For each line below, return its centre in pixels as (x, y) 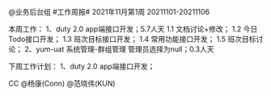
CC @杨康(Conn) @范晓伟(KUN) (62, 83)
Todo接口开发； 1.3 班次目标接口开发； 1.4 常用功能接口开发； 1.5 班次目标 (132, 39)
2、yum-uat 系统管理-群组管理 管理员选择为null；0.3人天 (119, 49)
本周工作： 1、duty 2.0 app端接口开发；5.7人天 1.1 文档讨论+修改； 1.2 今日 (133, 29)
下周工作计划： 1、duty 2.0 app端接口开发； (82, 66)
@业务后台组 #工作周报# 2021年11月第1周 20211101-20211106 (109, 12)
